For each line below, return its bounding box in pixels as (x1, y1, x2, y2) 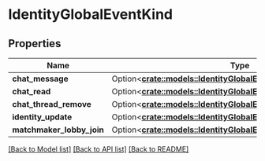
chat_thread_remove (12, 99, 92, 109)
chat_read (12, 86, 51, 97)
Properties (8, 37, 62, 50)
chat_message (12, 73, 69, 84)
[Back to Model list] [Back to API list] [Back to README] (8, 145, 189, 154)
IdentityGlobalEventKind (8, 5, 174, 24)
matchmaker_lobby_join (12, 124, 104, 135)
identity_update (12, 112, 73, 123)
